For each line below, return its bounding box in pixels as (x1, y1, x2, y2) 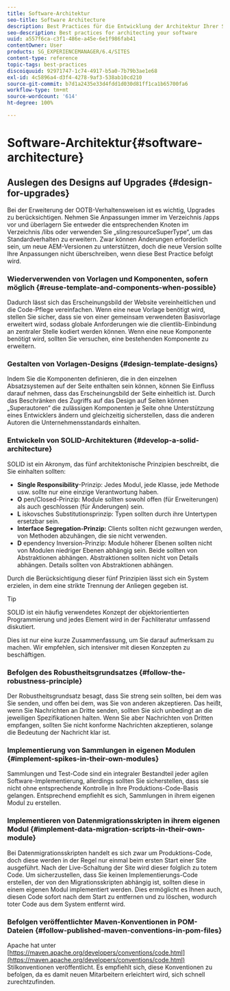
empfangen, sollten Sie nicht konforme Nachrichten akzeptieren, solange (7, 721, 214, 729)
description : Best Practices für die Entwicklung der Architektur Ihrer (7, 23, 219, 30)
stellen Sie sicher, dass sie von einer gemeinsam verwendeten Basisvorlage (7, 313, 220, 321)
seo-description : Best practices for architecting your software (7, 29, 197, 36)
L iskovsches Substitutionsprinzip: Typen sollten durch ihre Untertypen (16, 510, 218, 518)
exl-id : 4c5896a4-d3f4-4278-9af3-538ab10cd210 (7, 73, 142, 81)
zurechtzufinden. (7, 977, 55, 986)
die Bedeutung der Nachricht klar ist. (7, 729, 111, 737)
